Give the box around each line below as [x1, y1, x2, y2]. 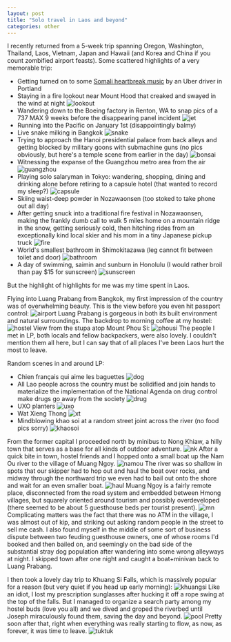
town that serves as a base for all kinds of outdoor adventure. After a [7, 445, 219, 453]
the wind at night [17, 99, 66, 108]
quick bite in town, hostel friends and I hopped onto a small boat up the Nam [7, 452, 224, 460]
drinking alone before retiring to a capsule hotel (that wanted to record [17, 180, 218, 188]
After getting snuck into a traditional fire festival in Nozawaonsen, [17, 209, 203, 217]
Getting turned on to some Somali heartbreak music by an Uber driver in [17, 77, 223, 86]
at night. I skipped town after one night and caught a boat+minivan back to [7, 555, 219, 563]
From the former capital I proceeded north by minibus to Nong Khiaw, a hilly [7, 438, 223, 446]
